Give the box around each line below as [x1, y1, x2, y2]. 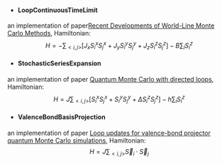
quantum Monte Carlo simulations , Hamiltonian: [7, 136, 146, 145]
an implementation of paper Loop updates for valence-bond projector [7, 129, 211, 137]
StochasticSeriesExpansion [17, 59, 101, 67]
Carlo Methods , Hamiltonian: [7, 29, 91, 38]
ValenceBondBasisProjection [17, 112, 106, 121]
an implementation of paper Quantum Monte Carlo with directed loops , [7, 75, 214, 83]
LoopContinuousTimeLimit [17, 6, 98, 14]
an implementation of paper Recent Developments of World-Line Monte [7, 21, 215, 30]
